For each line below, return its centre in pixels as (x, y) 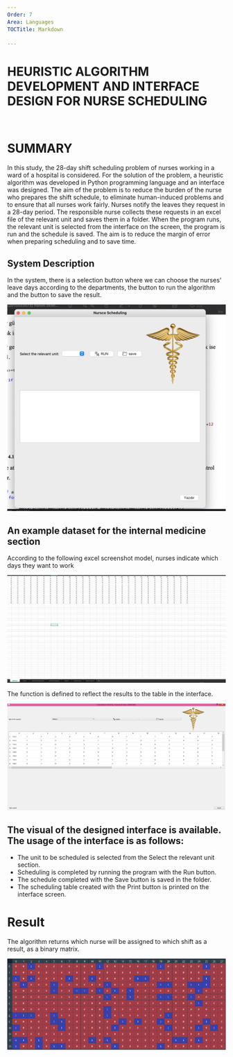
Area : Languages (31, 22)
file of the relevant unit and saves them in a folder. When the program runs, (114, 219)
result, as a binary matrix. (43, 949)
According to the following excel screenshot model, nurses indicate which (113, 558)
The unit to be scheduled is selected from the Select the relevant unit (116, 857)
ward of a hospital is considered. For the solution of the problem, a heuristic (115, 175)
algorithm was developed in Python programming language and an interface (116, 183)
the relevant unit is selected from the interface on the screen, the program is (116, 227)
